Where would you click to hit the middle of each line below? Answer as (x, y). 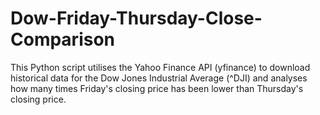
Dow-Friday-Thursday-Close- (136, 18)
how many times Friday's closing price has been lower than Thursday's (157, 88)
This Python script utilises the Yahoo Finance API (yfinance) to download (160, 67)
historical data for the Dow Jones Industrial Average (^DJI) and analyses (159, 78)
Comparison (63, 39)
